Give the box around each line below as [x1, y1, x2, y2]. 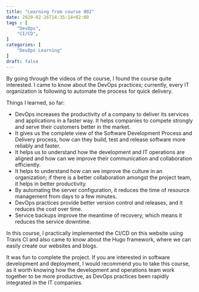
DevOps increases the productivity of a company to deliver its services [14, 111, 189, 118]
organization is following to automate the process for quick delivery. [6, 87, 173, 95]
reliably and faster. [14, 142, 61, 149]
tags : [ [6, 20, 28, 26]
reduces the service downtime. [14, 218, 91, 225]
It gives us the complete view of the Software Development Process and [14, 129, 192, 137]
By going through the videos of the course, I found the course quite [6, 75, 172, 82]
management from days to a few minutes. [14, 193, 117, 200]
